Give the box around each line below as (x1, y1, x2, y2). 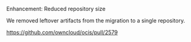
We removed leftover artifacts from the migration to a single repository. (6, 17, 185, 24)
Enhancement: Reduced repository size (6, 5, 106, 12)
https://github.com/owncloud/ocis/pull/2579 (6, 29, 118, 36)
